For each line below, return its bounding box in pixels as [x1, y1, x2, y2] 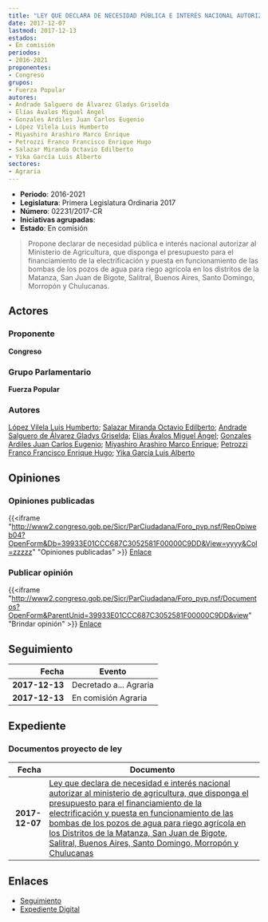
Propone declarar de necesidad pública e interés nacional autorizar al [27, 239, 257, 248]
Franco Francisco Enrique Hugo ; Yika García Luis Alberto [8, 448, 195, 457]
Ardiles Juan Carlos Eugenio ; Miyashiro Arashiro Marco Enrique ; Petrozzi [8, 440, 248, 449]
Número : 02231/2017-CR [19, 207, 103, 216]
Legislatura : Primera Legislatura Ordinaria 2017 [19, 198, 176, 208]
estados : [8, 34, 37, 42]
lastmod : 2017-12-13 [8, 26, 77, 34]
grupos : [8, 78, 34, 86]
